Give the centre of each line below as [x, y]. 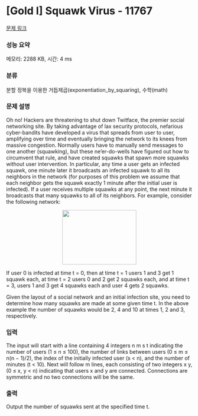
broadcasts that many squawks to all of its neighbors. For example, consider [99, 195]
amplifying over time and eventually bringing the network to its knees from [97, 139]
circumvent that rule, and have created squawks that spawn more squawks [98, 158]
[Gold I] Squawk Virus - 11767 [79, 11]
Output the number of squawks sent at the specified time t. [78, 407]
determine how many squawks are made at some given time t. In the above [98, 303]
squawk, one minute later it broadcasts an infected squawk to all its [88, 170]
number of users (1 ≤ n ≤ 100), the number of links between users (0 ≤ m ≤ [97, 352]
